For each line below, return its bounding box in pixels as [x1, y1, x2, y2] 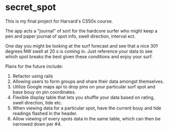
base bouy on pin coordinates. [12, 89, 76, 95]
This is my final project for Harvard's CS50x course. [5, 18, 114, 24]
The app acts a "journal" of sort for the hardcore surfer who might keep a [5, 28, 158, 34]
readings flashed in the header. [12, 110, 78, 116]
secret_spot [5, 2, 57, 13]
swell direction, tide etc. [12, 99, 63, 105]
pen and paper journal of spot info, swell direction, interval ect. [5, 33, 136, 39]
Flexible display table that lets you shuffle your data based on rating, [12, 94, 155, 100]
